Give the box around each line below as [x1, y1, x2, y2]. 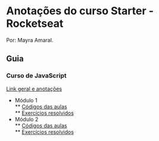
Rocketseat [6, 17, 64, 30]
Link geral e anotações [6, 85, 63, 92]
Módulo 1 [14, 96, 38, 104]
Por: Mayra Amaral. [6, 36, 54, 43]
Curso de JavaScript [6, 71, 67, 80]
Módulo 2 [14, 115, 39, 123]
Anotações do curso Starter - [6, 4, 154, 18]
